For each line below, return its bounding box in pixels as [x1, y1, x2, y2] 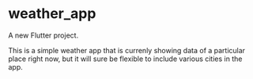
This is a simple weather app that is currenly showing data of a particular [8, 45, 246, 55]
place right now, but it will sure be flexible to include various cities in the [8, 54, 243, 63]
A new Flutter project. [8, 31, 79, 40]
